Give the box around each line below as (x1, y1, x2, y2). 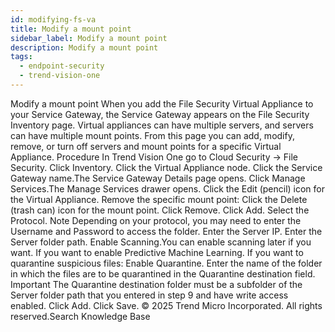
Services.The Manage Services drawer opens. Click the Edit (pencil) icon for (10, 182, 326, 195)
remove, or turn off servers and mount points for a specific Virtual (10, 140, 282, 152)
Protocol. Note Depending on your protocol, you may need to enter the (10, 214, 302, 226)
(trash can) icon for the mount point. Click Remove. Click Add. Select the (10, 204, 310, 216)
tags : (10, 52, 33, 62)
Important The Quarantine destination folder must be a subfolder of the (10, 278, 303, 290)
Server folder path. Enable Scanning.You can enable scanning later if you (10, 236, 312, 248)
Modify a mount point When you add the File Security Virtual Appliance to (10, 97, 314, 110)
